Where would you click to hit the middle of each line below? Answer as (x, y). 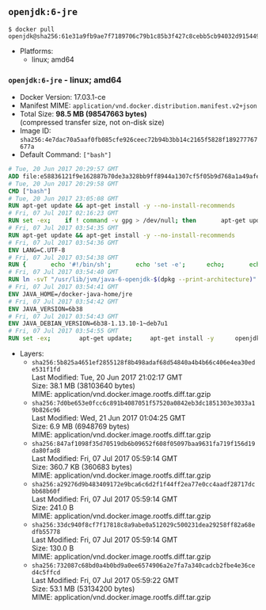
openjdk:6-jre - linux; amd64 (65, 80)
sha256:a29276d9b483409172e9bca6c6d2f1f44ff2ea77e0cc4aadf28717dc (143, 485)
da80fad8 (46, 451)
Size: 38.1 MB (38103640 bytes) (84, 386)
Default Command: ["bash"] (66, 154)
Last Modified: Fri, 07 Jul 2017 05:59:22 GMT (105, 581)
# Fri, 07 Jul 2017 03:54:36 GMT (63, 242)
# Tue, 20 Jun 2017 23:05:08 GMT (63, 198)
